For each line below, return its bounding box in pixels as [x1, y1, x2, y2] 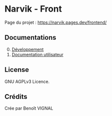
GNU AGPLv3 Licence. [4, 79, 50, 84]
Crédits [4, 92, 28, 100]
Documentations [4, 33, 56, 42]
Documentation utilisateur [11, 51, 64, 57]
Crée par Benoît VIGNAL [4, 105, 54, 111]
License [4, 66, 29, 74]
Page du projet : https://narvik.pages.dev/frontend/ [4, 19, 107, 25]
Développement [11, 46, 44, 52]
